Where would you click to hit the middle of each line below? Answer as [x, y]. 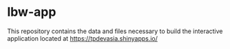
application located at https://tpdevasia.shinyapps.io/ [83, 38]
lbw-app [32, 12]
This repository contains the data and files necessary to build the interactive [115, 31]
